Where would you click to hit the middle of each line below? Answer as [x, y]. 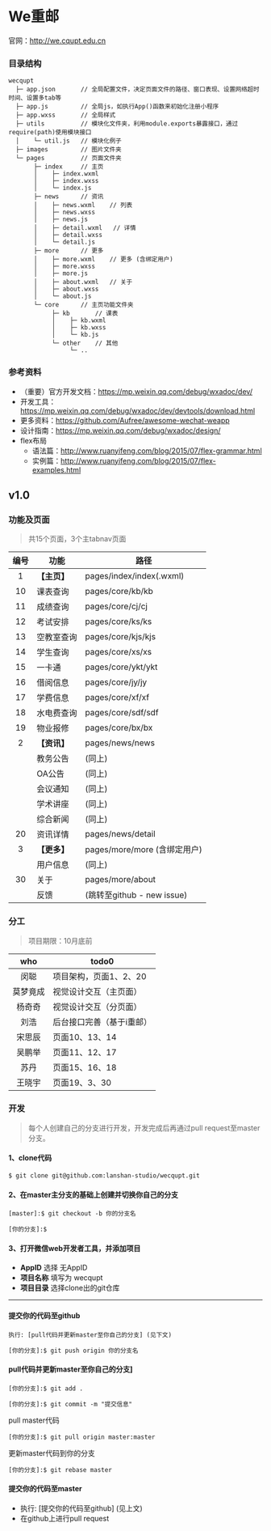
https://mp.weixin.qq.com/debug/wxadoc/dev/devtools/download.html [138, 410]
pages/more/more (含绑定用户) [144, 850]
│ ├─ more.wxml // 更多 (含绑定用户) [103, 260]
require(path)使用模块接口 [50, 133]
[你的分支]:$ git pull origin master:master [82, 1437]
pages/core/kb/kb [119, 592]
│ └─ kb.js [75, 335]
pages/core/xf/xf [117, 698]
